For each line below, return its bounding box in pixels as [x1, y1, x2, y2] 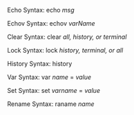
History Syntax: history [7, 60, 73, 68]
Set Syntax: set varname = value [7, 87, 100, 94]
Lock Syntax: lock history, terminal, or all [7, 46, 124, 54]
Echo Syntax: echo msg [7, 6, 75, 14]
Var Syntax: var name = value [7, 73, 92, 81]
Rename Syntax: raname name [7, 100, 95, 108]
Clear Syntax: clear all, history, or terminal [7, 33, 127, 41]
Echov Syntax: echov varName [7, 19, 95, 27]
